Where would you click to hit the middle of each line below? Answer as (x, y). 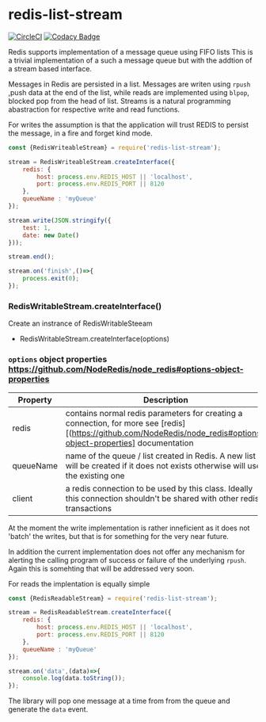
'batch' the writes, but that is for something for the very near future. (119, 536)
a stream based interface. (50, 68)
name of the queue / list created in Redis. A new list (160, 456)
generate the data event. (48, 709)
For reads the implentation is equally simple (79, 583)
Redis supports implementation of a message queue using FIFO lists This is (131, 52)
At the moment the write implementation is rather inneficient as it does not (129, 528)
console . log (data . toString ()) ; (74, 678)
